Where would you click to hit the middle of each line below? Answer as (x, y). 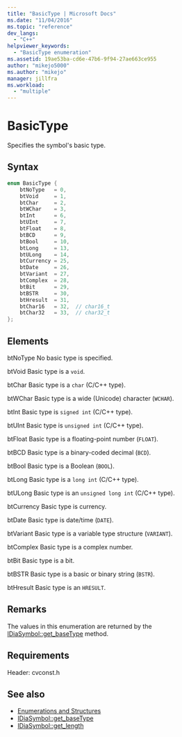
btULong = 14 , (45, 254)
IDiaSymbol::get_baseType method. (58, 633)
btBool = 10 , (45, 241)
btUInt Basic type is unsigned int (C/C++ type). (75, 425)
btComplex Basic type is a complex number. (70, 547)
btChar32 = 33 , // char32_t (65, 313)
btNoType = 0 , (43, 190)
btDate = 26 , (45, 268)
